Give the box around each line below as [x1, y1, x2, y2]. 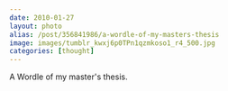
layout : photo [9, 22, 63, 31]
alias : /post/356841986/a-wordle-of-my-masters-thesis [9, 30, 220, 39]
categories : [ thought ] [9, 47, 95, 56]
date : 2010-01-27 [9, 13, 75, 23]
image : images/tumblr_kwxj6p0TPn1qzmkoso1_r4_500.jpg [9, 38, 216, 48]
